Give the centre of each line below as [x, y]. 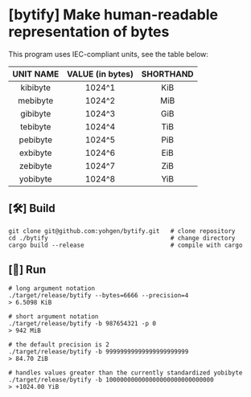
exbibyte [35, 153]
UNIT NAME [36, 74]
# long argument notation [51, 288]
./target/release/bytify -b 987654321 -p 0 [82, 323]
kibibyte [35, 88]
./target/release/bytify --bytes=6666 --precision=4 [99, 295]
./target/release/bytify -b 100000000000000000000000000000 [111, 379]
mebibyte [36, 100]
